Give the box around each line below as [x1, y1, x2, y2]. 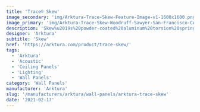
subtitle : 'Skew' [6, 36, 49, 42]
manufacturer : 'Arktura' [6, 86, 68, 92]
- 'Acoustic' [11, 58, 44, 64]
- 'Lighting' [11, 69, 44, 75]
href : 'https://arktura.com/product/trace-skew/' [6, 42, 132, 48]
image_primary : [6, 20, 44, 25]
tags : [6, 47, 20, 53]
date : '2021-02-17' [6, 97, 55, 103]
